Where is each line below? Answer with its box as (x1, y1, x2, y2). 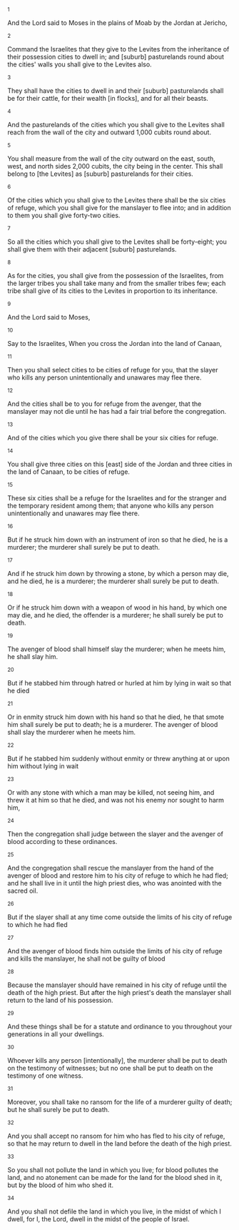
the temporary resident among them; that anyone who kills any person (7, 502, 214, 510)
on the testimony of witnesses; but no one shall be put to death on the (7, 1064, 213, 1072)
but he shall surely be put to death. (7, 1106, 110, 1114)
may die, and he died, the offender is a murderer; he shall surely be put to (7, 611, 223, 619)
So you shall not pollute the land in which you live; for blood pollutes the (7, 1166, 219, 1174)
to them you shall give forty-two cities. (7, 211, 121, 219)
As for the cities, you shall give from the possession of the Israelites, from (7, 272, 224, 279)
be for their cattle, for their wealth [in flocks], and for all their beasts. (7, 94, 209, 102)
